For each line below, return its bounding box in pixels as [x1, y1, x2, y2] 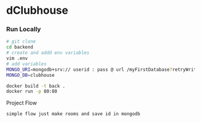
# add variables [6, 61, 47, 67]
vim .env [6, 55, 28, 62]
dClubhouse [6, 4, 69, 17]
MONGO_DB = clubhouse [6, 72, 55, 78]
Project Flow [6, 100, 37, 107]
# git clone [6, 38, 36, 45]
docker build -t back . [6, 83, 66, 89]
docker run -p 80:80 [6, 88, 58, 95]
